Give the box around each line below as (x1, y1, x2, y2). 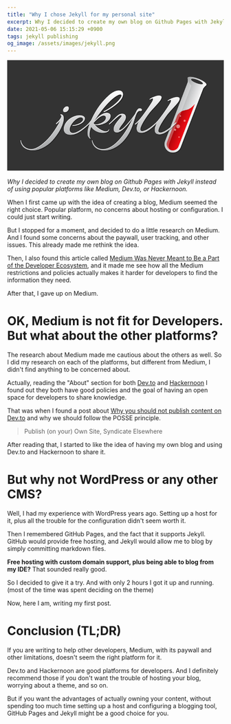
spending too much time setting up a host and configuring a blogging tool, (7, 701, 217, 710)
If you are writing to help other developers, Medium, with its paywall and (7, 646, 212, 654)
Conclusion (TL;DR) (7, 623, 122, 639)
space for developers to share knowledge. (7, 393, 127, 402)
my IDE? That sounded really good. (7, 564, 107, 573)
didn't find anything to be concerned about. (7, 365, 131, 373)
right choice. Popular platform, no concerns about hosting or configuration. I (7, 206, 223, 214)
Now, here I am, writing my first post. (7, 599, 112, 607)
